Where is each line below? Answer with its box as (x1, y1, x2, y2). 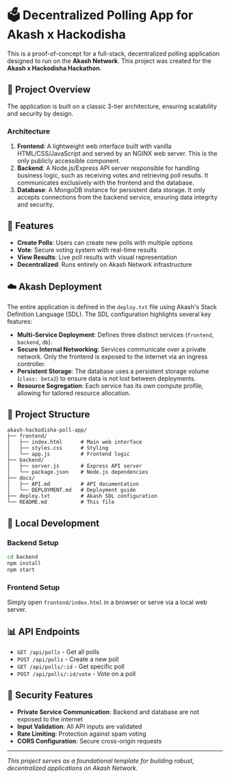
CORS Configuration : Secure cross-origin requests (16, 736, 162, 745)
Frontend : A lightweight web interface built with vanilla (16, 142, 172, 150)
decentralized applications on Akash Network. (7, 764, 138, 772)
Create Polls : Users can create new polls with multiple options (16, 238, 193, 246)
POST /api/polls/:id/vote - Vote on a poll (16, 669, 136, 678)
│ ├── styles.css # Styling (7, 445, 109, 452)
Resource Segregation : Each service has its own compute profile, (16, 381, 204, 389)
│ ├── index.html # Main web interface (7, 439, 142, 446)
